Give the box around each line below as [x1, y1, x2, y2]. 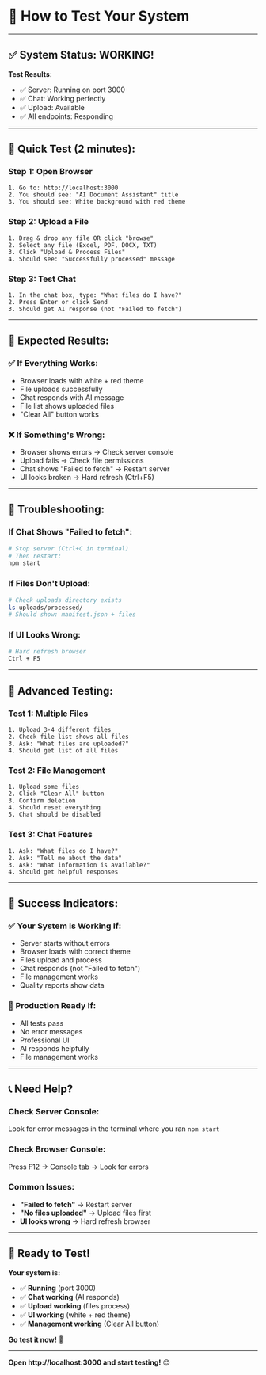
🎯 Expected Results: [8, 334, 109, 348]
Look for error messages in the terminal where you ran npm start [8, 1124, 220, 1133]
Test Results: [8, 69, 53, 78]
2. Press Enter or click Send [8, 299, 108, 307]
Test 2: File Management [8, 764, 105, 775]
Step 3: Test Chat [8, 273, 77, 284]
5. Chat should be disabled [8, 811, 101, 819]
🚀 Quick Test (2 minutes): [8, 143, 136, 156]
